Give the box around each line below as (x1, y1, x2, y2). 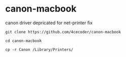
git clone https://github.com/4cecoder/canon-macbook (5, 29, 121, 34)
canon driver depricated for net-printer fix (5, 20, 93, 26)
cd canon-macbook (5, 38, 42, 43)
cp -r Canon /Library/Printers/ (5, 47, 73, 52)
